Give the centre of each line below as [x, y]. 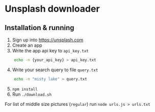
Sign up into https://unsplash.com [48, 40]
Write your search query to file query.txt [55, 70]
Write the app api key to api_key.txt [50, 51]
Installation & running [40, 28]
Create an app [27, 45]
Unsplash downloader [52, 9]
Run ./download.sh [32, 94]
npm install [25, 89]
